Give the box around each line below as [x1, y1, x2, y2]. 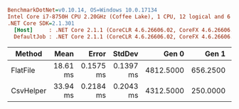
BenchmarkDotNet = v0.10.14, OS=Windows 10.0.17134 [7, 6, 158, 14]
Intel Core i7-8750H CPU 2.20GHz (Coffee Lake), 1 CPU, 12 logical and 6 [7, 13, 231, 20]
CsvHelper [11, 86, 47, 96]
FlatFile [11, 66, 36, 76]
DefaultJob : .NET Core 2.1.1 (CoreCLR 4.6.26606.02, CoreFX [14, 33, 199, 40]
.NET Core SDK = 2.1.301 [7, 19, 75, 27]
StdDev [112, 49, 139, 59]
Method [15, 49, 43, 59]
